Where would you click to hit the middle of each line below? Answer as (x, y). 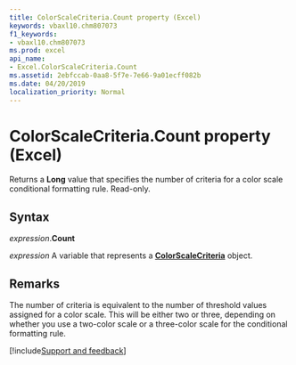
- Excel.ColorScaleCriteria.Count (74, 68)
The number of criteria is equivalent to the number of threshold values (138, 305)
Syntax (29, 217)
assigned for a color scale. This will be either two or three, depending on (143, 315)
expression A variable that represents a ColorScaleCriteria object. (131, 255)
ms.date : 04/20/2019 (48, 84)
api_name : (28, 59)
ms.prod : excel (37, 51)
